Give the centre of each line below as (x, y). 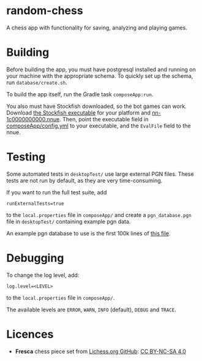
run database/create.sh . (37, 82)
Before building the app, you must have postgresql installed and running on (101, 69)
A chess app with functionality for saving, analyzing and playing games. (97, 28)
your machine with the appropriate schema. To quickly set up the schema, (100, 76)
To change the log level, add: (43, 275)
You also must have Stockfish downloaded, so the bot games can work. (96, 106)
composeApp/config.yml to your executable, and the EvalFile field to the (99, 126)
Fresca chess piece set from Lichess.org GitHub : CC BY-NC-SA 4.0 (101, 351)
